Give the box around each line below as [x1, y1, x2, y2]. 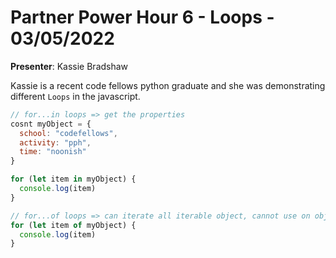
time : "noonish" [19, 147, 87, 157]
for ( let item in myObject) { [10, 174, 137, 185]
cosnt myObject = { [10, 119, 92, 129]
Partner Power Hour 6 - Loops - [10, 6, 275, 29]
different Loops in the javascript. [10, 90, 141, 102]
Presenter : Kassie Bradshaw [10, 60, 129, 72]
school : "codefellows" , [19, 128, 118, 138]
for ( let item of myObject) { [10, 220, 137, 230]
